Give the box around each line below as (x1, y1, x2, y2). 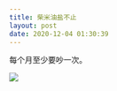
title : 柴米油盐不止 (9, 12, 77, 22)
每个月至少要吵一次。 (9, 55, 87, 65)
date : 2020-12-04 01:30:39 (9, 29, 109, 38)
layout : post (9, 21, 58, 30)
